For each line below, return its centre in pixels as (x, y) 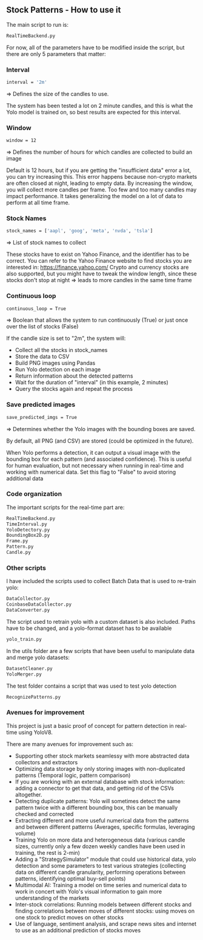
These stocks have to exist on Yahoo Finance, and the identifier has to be (98, 254)
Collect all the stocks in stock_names (61, 350)
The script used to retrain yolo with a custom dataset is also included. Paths (101, 621)
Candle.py (19, 553)
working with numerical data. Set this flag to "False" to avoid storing (91, 472)
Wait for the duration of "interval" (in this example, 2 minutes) (92, 382)
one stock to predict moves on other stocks (69, 917)
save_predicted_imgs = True (42, 417)
